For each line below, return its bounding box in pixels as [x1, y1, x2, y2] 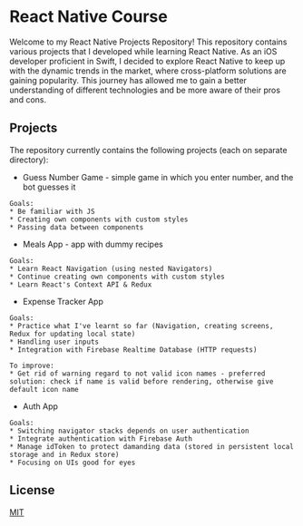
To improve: [9, 361, 54, 370]
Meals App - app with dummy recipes [22, 239, 163, 249]
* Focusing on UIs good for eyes [9, 458, 136, 467]
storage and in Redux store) [9, 450, 120, 459]
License [9, 482, 55, 498]
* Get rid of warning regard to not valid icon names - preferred [9, 369, 266, 378]
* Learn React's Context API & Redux [9, 279, 152, 289]
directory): [9, 154, 49, 165]
